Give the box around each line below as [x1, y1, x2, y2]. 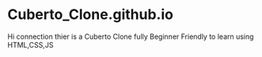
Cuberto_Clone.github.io [7, 6, 173, 24]
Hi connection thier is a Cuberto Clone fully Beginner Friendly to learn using [7, 32, 254, 41]
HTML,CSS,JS [7, 40, 54, 49]
